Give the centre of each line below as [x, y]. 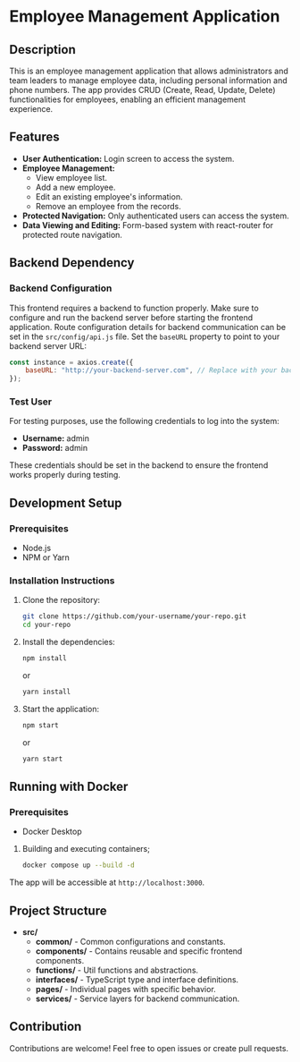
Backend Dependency [72, 263]
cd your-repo [46, 625]
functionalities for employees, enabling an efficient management [128, 99]
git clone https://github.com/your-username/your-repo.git [134, 616]
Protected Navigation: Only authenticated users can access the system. [156, 216]
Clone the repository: [61, 600]
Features [34, 137]
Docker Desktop [52, 832]
